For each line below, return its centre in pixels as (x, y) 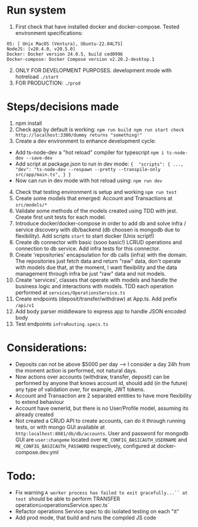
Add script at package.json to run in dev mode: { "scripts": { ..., (99, 164)
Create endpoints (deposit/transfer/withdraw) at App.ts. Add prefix (96, 299)
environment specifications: (49, 33)
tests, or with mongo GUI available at (60, 427)
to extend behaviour (39, 402)
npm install (29, 123)
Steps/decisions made (63, 107)
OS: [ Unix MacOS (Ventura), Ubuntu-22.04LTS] (65, 44)
